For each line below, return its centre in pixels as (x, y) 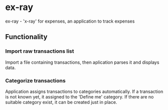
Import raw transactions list (40, 51)
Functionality (26, 37)
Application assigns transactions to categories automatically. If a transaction (84, 91)
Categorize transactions (35, 80)
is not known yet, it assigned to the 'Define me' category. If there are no (79, 96)
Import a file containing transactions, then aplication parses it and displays (82, 62)
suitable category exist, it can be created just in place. (61, 102)
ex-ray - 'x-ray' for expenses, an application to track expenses (70, 21)
